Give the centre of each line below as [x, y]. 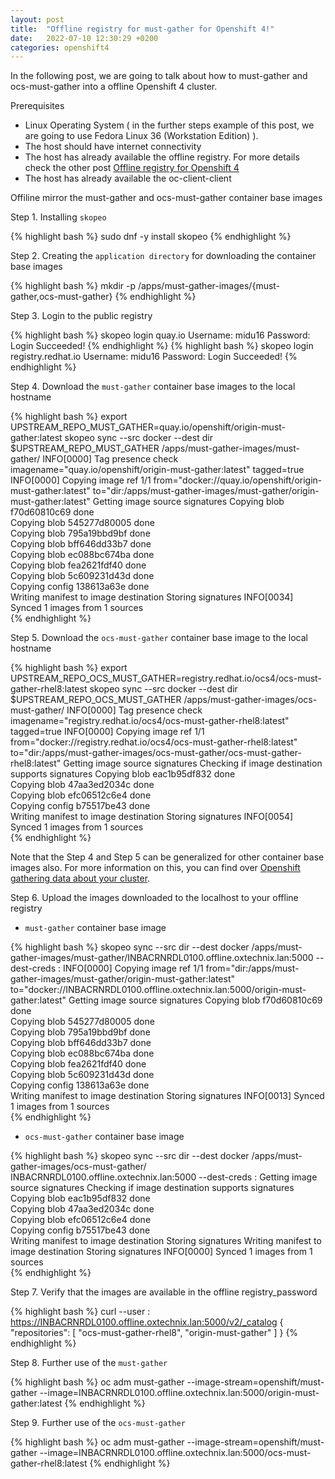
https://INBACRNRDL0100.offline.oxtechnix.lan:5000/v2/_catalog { [147, 1322]
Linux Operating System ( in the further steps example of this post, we [169, 125]
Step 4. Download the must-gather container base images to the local [153, 387]
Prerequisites [37, 106]
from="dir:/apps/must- [252, 968]
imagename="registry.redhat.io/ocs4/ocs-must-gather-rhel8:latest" [150, 721]
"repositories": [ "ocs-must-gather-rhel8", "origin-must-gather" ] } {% [154, 1333]
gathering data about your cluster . [80, 878]
